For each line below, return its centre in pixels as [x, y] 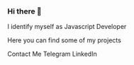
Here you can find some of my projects [65, 40]
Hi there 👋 [25, 11]
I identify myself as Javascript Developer [67, 27]
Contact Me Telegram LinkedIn [52, 54]
